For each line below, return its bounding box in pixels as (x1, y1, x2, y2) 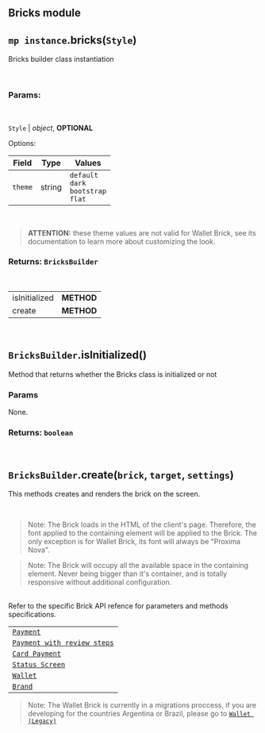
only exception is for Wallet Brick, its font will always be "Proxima (27, 537, 240, 547)
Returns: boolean (8, 427, 74, 438)
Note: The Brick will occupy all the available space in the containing (27, 561, 248, 570)
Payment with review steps (12, 639, 114, 647)
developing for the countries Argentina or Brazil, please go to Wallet (27, 709, 252, 719)
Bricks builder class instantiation (8, 55, 114, 64)
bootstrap (69, 186, 107, 195)
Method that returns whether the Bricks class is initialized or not (8, 369, 217, 379)
